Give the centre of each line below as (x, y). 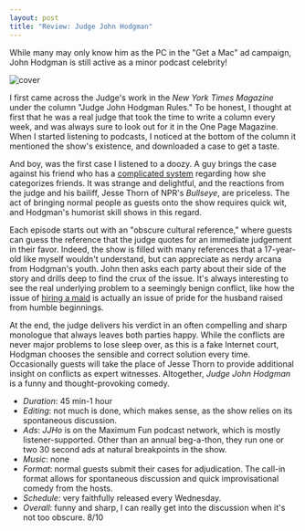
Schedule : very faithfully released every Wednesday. (122, 497)
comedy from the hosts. (68, 488)
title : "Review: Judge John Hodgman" (81, 26)
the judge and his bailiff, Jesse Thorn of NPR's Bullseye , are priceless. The (150, 193)
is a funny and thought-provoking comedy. (90, 383)
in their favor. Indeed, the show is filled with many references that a (136, 249)
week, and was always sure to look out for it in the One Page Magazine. (144, 126)
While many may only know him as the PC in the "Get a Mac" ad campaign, (151, 52)
